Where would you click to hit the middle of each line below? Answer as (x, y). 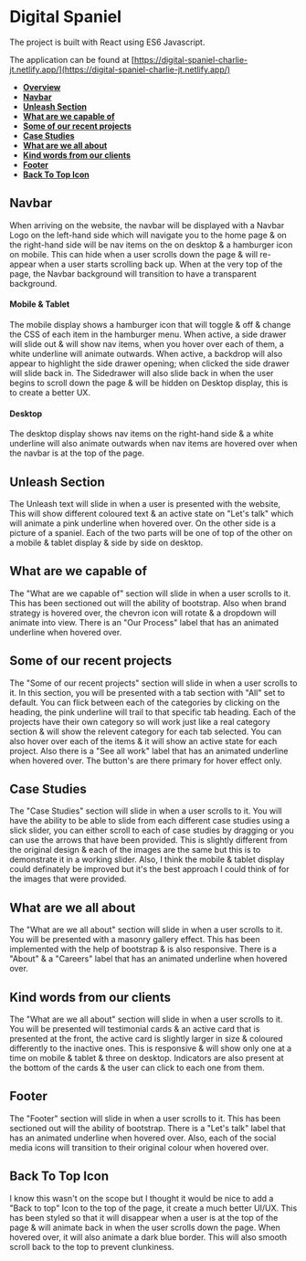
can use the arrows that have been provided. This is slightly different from (148, 840)
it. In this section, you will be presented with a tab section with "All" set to (148, 692)
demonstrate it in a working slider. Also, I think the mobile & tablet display (147, 859)
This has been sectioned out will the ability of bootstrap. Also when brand (148, 603)
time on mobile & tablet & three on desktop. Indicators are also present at (147, 1058)
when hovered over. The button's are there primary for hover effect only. (146, 761)
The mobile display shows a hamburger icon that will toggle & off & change (150, 324)
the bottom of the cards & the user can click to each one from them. (137, 1068)
